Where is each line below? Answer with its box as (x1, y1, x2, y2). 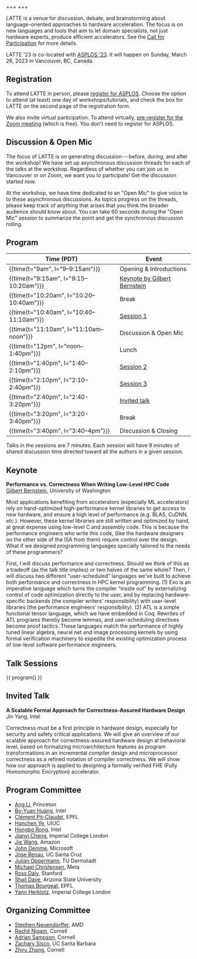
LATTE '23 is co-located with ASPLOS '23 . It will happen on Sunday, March (6, 51, 188, 58)
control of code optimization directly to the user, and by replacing (6, 591, 164, 598)
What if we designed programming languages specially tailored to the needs (6, 542, 191, 549)
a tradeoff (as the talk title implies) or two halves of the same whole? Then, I (6, 566, 189, 573)
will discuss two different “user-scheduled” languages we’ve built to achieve (6, 572, 191, 580)
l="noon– (58, 342, 84, 350)
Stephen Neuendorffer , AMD (14, 921, 84, 928)
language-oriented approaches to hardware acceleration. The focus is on (6, 21, 184, 28)
